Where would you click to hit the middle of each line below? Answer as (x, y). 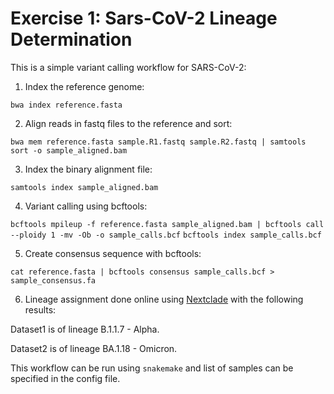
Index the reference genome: (84, 86)
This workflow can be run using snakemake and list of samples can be (152, 368)
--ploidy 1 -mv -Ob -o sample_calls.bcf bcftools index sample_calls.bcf (166, 235)
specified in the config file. (65, 378)
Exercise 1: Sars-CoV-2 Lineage (144, 18)
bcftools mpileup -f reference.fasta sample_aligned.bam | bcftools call (167, 224)
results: (40, 309)
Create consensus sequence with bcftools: (113, 253)
